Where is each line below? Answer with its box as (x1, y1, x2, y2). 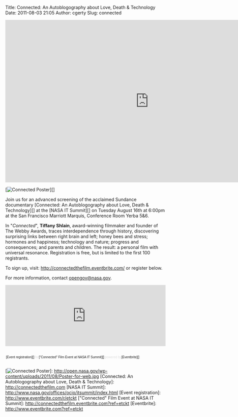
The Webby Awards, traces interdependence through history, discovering (5, 228, 159, 234)
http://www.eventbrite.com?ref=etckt (5, 406, 83, 412)
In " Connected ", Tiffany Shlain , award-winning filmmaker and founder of (5, 223, 159, 228)
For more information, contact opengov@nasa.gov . (5, 275, 112, 281)
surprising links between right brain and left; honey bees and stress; (5, 233, 148, 239)
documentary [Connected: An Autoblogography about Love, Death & (5, 202, 149, 208)
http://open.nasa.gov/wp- (54, 368, 108, 374)
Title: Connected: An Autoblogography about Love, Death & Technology (5, 5, 156, 10)
